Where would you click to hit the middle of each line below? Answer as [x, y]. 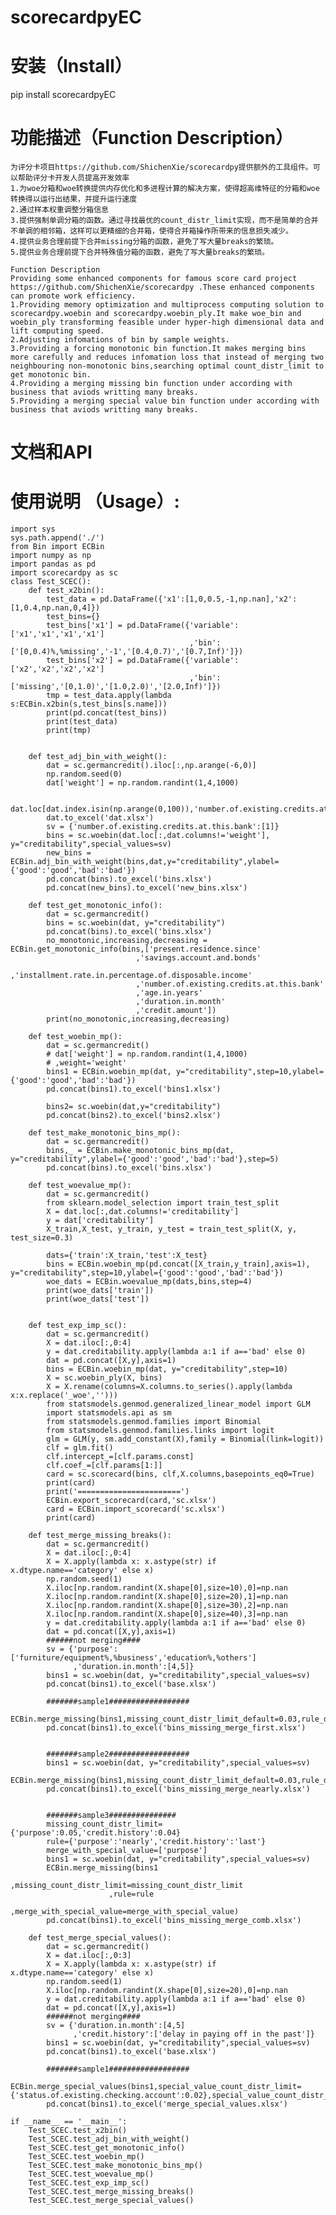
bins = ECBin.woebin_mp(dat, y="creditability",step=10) [167, 1369]
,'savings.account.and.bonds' [198, 958]
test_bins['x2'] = [84, 661]
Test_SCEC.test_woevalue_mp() [91, 2174]
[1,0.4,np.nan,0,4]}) [55, 608]
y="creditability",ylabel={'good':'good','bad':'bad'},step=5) [145, 1159]
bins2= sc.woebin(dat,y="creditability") [134, 1107]
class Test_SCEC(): [51, 582]
